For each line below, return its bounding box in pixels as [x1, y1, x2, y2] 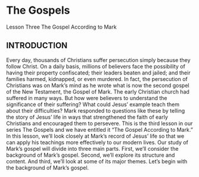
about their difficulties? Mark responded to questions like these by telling [6, 107, 185, 114]
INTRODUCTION [6, 41, 68, 51]
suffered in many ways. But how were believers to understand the [6, 94, 167, 101]
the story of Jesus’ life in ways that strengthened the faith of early [6, 113, 169, 120]
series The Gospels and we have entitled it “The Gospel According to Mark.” [6, 126, 194, 133]
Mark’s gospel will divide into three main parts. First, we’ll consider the [6, 145, 179, 152]
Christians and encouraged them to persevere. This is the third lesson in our [6, 120, 193, 127]
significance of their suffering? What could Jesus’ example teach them [6, 101, 180, 108]
